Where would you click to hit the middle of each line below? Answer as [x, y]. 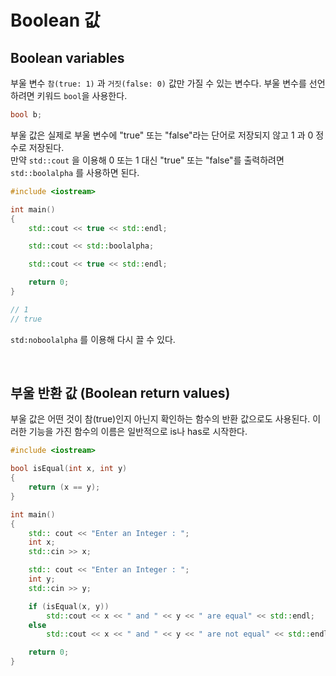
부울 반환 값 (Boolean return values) [120, 393]
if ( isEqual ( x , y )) [69, 606]
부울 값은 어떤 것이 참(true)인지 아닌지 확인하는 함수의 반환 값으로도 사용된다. [160, 419]
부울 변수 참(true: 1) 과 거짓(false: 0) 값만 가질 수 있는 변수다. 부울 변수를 [158, 83]
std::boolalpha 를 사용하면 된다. [75, 172]
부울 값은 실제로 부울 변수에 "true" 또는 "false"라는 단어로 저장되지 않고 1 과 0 [162, 135]
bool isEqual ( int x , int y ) [69, 469]
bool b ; [26, 115]
